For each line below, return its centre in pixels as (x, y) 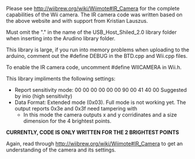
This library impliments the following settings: (61, 79)
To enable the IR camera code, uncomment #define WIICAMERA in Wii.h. (94, 67)
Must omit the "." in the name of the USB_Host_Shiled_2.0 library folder (91, 32)
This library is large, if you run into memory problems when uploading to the (97, 50)
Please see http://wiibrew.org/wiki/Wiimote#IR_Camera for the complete (93, 8)
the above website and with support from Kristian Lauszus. (77, 21)
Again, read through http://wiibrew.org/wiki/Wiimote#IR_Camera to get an (95, 144)
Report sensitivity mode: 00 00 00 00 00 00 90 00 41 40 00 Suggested (101, 90)
